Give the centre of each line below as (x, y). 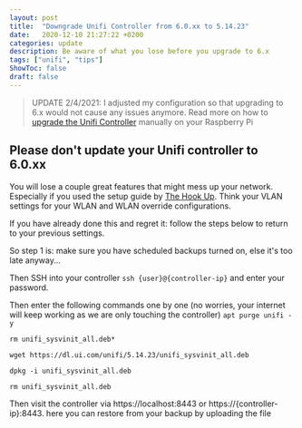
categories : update (46, 43)
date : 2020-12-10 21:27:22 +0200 (77, 34)
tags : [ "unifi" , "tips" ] (56, 60)
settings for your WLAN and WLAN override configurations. (120, 206)
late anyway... (35, 260)
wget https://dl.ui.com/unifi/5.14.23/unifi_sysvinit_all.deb (129, 355)
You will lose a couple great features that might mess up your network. (141, 186)
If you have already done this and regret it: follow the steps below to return (149, 223)
